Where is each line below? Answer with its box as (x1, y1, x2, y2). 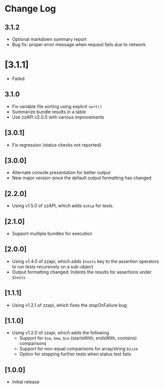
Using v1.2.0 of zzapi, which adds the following (11, 330, 109, 336)
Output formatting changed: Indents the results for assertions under (11, 269, 152, 275)
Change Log (4, 3, 56, 15)
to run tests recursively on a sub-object (11, 263, 93, 269)
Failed (11, 76, 25, 82)
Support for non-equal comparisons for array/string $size (19, 346, 138, 352)
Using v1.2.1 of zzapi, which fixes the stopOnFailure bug (11, 302, 127, 308)
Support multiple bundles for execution (11, 231, 92, 236)
